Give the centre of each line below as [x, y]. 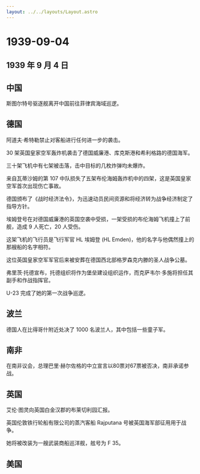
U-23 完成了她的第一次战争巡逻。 [47, 292]
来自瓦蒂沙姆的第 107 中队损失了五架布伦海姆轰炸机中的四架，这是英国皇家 [99, 178]
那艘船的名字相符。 [30, 247]
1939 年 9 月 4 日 [38, 65]
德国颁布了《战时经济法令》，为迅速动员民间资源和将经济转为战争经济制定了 [100, 198]
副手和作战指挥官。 [30, 280]
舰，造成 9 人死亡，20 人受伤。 [45, 226]
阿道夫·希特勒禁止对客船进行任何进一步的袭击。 [65, 140]
